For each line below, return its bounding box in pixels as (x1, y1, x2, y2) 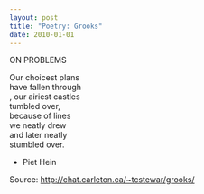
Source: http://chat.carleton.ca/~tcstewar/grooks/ (9, 174, 196, 185)
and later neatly (9, 130, 68, 141)
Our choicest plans (9, 72, 79, 83)
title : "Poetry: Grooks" (9, 22, 103, 31)
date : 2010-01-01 (9, 30, 75, 39)
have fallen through (9, 82, 82, 93)
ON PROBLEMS (9, 55, 67, 66)
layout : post (9, 13, 59, 23)
